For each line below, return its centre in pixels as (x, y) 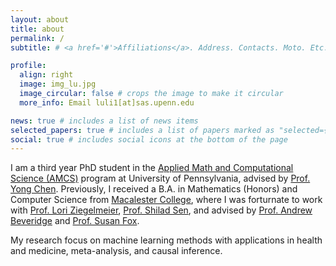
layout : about (40, 19)
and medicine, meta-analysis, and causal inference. (116, 251)
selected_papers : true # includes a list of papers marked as (142, 130)
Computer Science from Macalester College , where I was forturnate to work (166, 200)
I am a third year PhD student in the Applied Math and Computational (152, 168)
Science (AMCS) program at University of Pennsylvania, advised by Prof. (160, 178)
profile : (28, 66)
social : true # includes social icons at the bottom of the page (149, 139)
